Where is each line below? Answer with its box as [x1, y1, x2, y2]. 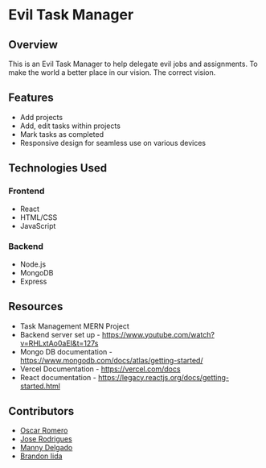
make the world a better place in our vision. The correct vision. [8, 68, 216, 77]
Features [8, 91, 54, 105]
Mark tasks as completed [19, 129, 104, 139]
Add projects [19, 112, 63, 122]
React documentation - [19, 372, 96, 382]
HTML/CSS [19, 212, 58, 222]
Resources [8, 300, 63, 313]
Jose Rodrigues [19, 434, 72, 444]
